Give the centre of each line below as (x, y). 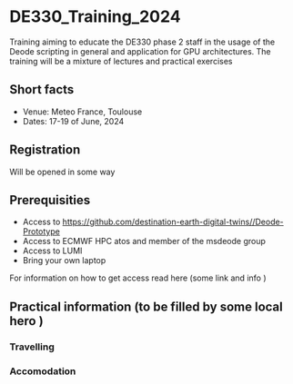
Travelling (32, 347)
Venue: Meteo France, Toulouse (82, 112)
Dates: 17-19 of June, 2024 (73, 121)
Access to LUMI (52, 251)
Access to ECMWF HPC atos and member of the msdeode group (144, 241)
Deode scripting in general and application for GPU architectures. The (140, 51)
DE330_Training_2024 (95, 17)
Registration (45, 150)
